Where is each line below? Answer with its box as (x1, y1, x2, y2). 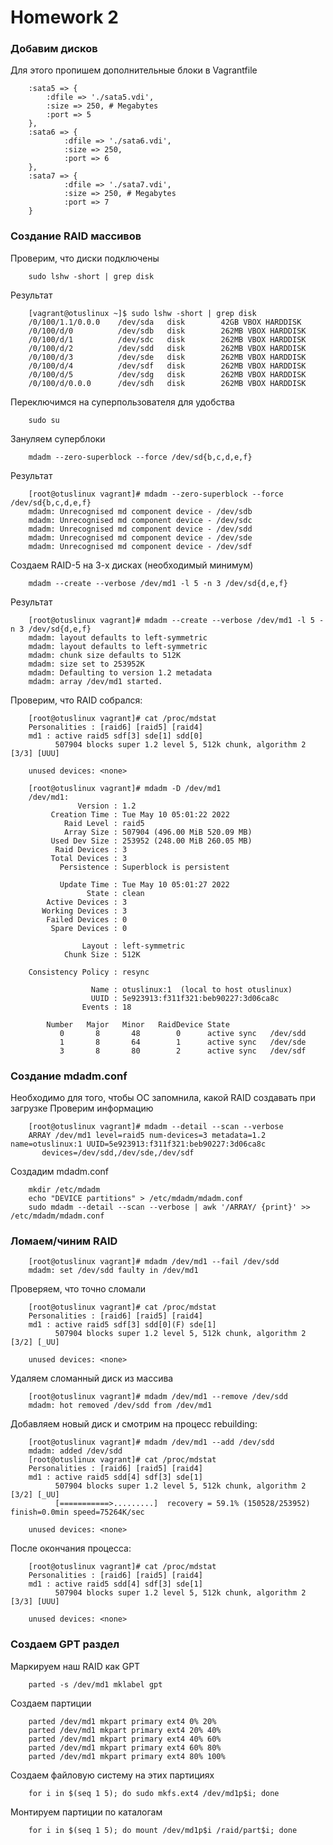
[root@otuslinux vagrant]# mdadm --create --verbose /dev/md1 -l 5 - (28, 615, 325, 625)
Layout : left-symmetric (81, 941, 186, 951)
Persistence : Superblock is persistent (59, 862, 230, 872)
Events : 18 (81, 1002, 132, 1012)
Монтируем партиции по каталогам (10, 1806, 163, 1818)
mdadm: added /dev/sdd (28, 1446, 123, 1456)
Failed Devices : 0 (46, 914, 128, 925)
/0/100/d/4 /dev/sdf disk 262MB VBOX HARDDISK (28, 361, 307, 371)
